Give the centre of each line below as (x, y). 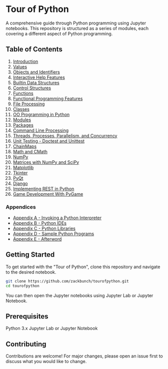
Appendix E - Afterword (37, 239)
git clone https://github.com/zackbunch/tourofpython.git (67, 281)
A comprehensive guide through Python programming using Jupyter (76, 23)
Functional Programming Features (48, 98)
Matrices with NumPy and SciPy (46, 162)
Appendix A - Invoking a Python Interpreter (57, 218)
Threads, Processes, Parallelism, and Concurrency (65, 135)
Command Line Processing (41, 130)
